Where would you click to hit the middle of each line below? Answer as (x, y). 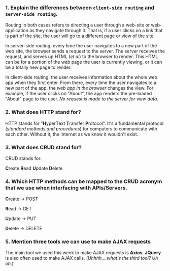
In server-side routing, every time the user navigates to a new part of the (81, 46)
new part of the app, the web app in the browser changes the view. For (79, 88)
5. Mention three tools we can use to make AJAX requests (78, 242)
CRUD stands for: (24, 158)
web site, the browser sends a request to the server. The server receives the (85, 51)
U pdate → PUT (21, 219)
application (17, 31)
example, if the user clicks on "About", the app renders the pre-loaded (79, 94)
